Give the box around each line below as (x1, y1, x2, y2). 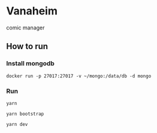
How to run (6, 41, 49, 52)
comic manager (6, 24, 45, 31)
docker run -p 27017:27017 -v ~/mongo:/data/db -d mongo (6, 73, 152, 79)
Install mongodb (6, 59, 55, 68)
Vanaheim (6, 4, 58, 18)
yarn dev (6, 121, 28, 127)
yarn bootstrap (6, 111, 44, 117)
